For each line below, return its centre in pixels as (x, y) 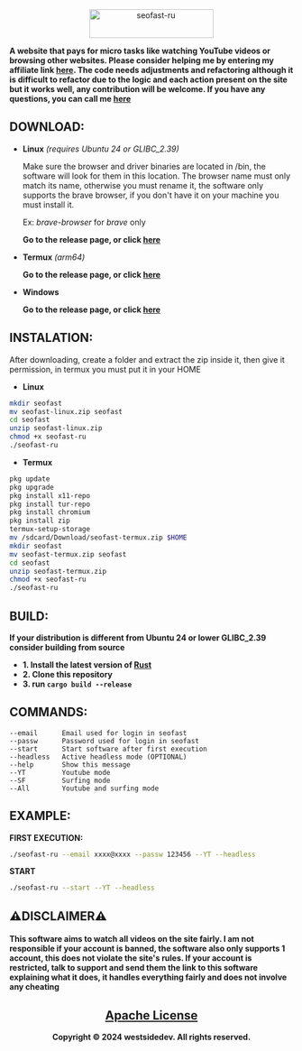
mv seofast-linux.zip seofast (66, 411)
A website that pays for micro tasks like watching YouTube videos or (140, 51)
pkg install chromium (50, 512)
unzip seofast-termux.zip (58, 571)
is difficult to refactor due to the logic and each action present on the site (149, 79)
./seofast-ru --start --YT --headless (82, 888)
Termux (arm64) (54, 257)
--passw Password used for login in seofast (105, 741)
